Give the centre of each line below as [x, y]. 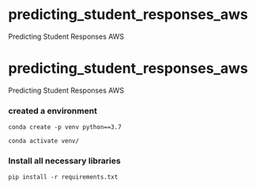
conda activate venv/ [44, 141]
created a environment [53, 111]
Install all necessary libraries [64, 161]
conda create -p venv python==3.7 [65, 127]
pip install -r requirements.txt [63, 177]
